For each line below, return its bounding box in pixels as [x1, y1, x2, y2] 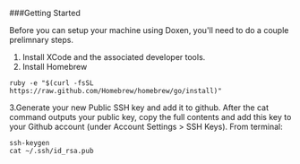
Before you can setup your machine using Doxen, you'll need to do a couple [9, 25, 289, 35]
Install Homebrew [21, 62, 88, 72]
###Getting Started [9, 8, 81, 18]
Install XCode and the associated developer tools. [21, 52, 206, 62]
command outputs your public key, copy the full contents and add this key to [9, 112, 292, 122]
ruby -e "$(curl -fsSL [9, 79, 94, 88]
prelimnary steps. [9, 35, 74, 45]
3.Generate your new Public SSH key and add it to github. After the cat [9, 102, 270, 113]
